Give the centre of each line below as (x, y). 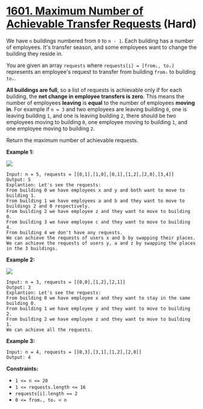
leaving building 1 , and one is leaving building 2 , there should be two (91, 116)
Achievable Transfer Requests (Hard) (101, 24)
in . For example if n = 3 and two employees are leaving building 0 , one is (97, 109)
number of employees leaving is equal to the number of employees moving (101, 103)
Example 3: (21, 341)
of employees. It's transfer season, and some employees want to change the (102, 47)
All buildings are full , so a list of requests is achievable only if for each (94, 90)
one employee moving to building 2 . (50, 128)
